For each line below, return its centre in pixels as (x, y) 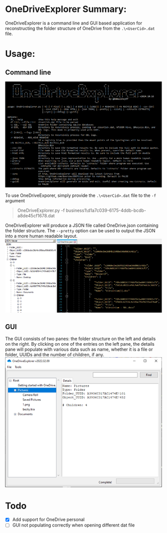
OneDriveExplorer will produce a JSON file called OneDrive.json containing (82, 225)
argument (15, 201)
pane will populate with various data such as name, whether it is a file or (79, 349)
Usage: (20, 54)
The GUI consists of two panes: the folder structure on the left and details (81, 339)
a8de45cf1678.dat (36, 216)
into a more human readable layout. (42, 236)
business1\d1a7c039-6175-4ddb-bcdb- (106, 210)
